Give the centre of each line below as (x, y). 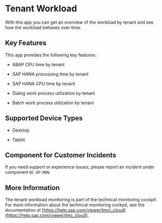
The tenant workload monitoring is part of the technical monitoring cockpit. (81, 200)
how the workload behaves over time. (43, 27)
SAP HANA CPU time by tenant (44, 83)
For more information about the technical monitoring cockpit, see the (75, 205)
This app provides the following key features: (51, 55)
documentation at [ (24, 210)
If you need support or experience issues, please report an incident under (80, 167)
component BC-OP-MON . (28, 172)
